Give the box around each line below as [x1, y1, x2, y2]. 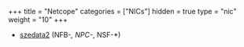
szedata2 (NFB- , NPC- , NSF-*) [19, 31, 121, 39]
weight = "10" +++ [8, 15, 68, 24]
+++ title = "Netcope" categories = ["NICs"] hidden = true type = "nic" [8, 7, 237, 16]
